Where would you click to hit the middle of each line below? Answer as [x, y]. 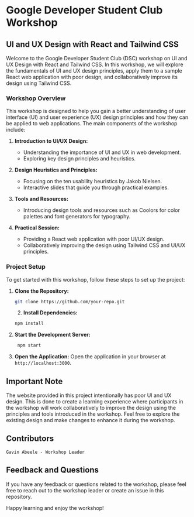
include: [16, 130]
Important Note [34, 381]
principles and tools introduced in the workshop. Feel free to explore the [93, 414]
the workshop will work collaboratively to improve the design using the [91, 408]
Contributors [30, 439]
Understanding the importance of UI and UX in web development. [102, 152]
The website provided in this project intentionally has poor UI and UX [89, 395]
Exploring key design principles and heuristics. [79, 159]
